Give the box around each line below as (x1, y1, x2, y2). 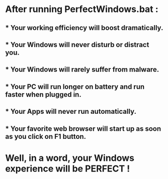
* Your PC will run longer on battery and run (5, 82, 145, 91)
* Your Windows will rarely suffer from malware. (5, 65, 159, 74)
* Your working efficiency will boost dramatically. (5, 24, 163, 32)
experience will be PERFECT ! (5, 163, 130, 174)
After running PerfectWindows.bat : (5, 4, 158, 15)
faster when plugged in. (5, 90, 81, 99)
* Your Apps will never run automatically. (5, 107, 137, 116)
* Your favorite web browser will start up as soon (5, 124, 161, 133)
